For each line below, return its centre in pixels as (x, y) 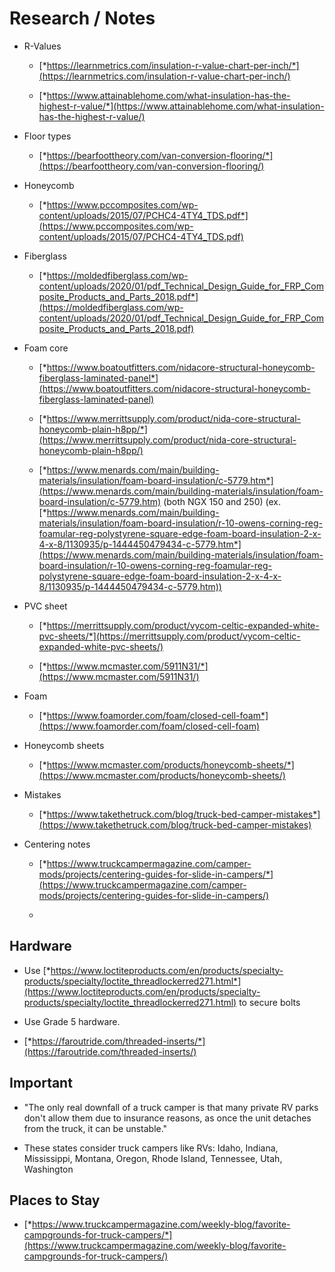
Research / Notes (82, 18)
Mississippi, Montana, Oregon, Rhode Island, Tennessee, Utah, (153, 1158)
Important (41, 1083)
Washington (48, 1169)
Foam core (46, 348)
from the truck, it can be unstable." (95, 1128)
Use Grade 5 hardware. (72, 1021)
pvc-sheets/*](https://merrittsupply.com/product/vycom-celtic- (169, 636)
